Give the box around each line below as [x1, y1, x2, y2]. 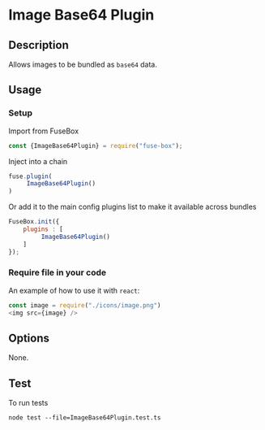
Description [8, 38, 69, 52]
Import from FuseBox [8, 126, 79, 136]
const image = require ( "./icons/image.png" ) [8, 301, 161, 310]
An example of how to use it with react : [8, 285, 140, 295]
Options [8, 332, 50, 345]
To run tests [8, 398, 49, 408]
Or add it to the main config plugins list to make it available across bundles [8, 202, 257, 212]
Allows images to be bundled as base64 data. [8, 59, 158, 69]
